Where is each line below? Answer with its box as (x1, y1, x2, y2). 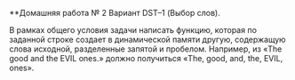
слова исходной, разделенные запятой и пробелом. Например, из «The (9, 44, 283, 54)
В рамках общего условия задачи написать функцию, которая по (9, 25, 258, 35)
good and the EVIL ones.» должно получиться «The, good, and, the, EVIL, (9, 53, 283, 63)
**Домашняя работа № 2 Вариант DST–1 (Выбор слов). (9, 8, 220, 18)
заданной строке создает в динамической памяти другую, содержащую (9, 35, 286, 44)
